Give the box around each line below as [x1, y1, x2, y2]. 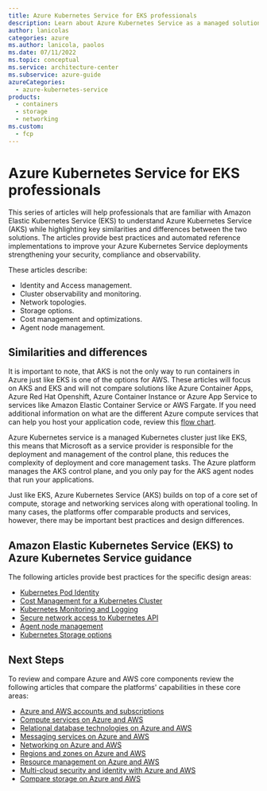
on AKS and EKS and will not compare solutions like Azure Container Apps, [8, 383, 253, 394]
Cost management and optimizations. [19, 314, 143, 324]
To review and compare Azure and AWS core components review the [8, 674, 234, 684]
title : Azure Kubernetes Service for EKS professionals [8, 11, 197, 20]
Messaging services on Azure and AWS [19, 732, 149, 741]
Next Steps [8, 653, 64, 666]
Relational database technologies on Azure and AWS [19, 723, 192, 732]
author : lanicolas [8, 26, 69, 34]
